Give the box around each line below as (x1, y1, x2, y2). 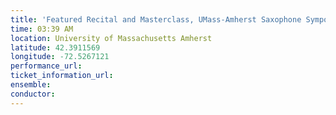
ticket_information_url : (10, 71, 114, 81)
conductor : (10, 89, 56, 99)
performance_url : (10, 61, 83, 71)
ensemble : (10, 80, 52, 90)
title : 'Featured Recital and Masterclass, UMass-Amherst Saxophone (10, 14, 302, 25)
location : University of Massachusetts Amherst (10, 33, 213, 43)
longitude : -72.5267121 (10, 52, 110, 62)
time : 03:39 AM (10, 24, 74, 34)
